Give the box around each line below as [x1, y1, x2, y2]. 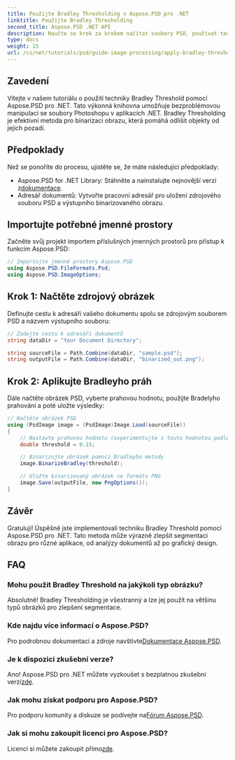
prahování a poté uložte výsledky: [7, 401, 105, 410]
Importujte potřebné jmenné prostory [7, 219, 173, 230]
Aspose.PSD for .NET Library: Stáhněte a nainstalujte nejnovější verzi [17, 176, 217, 184]
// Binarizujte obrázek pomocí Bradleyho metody [20, 453, 164, 461]
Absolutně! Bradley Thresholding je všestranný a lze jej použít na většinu [7, 596, 217, 604]
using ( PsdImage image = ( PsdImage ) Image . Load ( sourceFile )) [7, 421, 187, 428]
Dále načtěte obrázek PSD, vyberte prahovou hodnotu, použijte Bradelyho [7, 394, 220, 403]
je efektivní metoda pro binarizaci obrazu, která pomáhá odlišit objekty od [7, 116, 220, 125]
